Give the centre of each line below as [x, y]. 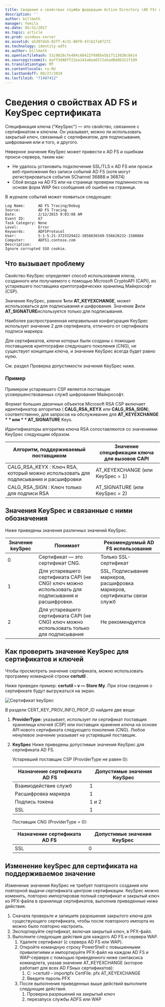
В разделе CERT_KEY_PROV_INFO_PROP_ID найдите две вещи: [70, 710]
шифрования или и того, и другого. [42, 142]
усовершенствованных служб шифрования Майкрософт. [65, 394]
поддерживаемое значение [50, 874]
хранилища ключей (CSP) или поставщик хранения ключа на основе [84, 725]
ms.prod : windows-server [30, 37]
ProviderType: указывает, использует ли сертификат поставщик [80, 719]
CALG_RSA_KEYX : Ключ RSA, [42, 467]
